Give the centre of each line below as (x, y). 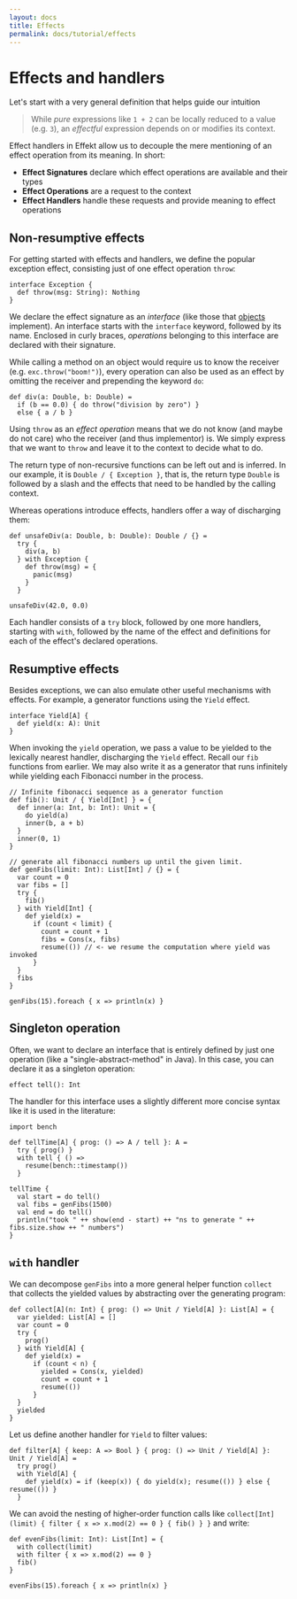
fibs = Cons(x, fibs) (81, 939)
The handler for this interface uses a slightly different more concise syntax (145, 1101)
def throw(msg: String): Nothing (79, 293)
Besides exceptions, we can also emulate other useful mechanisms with (140, 690)
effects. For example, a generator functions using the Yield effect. (129, 699)
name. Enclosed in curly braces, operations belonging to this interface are (144, 336)
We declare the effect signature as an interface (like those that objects (137, 317)
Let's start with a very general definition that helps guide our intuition (135, 102)
